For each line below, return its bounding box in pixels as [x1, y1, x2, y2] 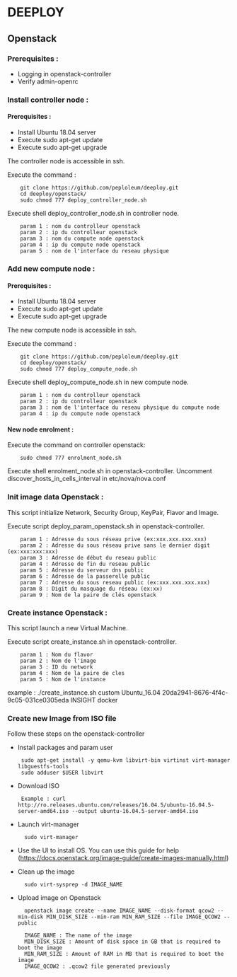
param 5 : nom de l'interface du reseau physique [20, 248, 170, 255]
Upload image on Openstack [17, 894, 101, 902]
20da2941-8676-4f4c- [161, 688, 229, 697]
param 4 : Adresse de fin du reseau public [20, 560, 151, 567]
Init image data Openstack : [7, 492, 104, 502]
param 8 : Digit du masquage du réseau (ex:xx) [20, 585, 163, 592]
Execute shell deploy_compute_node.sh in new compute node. [7, 378, 189, 386]
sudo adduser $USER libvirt [21, 769, 104, 777]
